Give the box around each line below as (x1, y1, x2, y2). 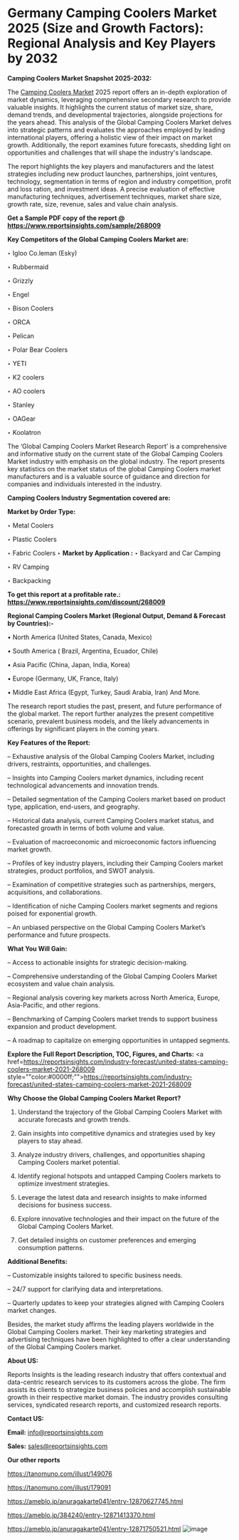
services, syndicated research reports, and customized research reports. (7, 1400, 222, 1409)
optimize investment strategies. (17, 1179, 110, 1188)
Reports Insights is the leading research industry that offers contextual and (7, 1370, 226, 1378)
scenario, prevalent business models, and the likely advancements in (7, 717, 210, 726)
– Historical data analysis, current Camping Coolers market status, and (7, 816, 214, 824)
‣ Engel (7, 290, 30, 298)
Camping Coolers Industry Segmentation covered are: (7, 493, 171, 502)
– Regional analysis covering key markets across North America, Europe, (7, 993, 221, 1002)
